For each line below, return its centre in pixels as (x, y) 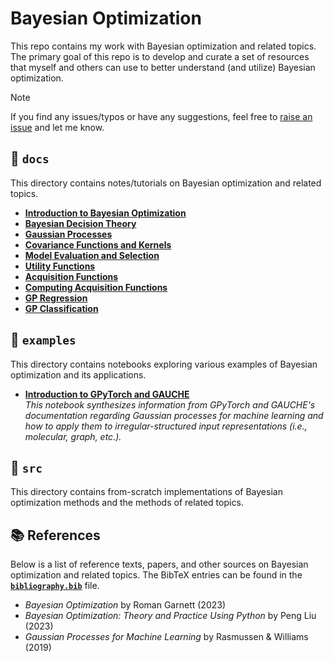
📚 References (55, 535)
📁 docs (30, 158)
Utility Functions (60, 266)
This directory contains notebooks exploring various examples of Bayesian (164, 364)
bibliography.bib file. (55, 586)
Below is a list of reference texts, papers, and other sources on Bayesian (159, 564)
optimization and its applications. (78, 374)
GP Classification (61, 308)
